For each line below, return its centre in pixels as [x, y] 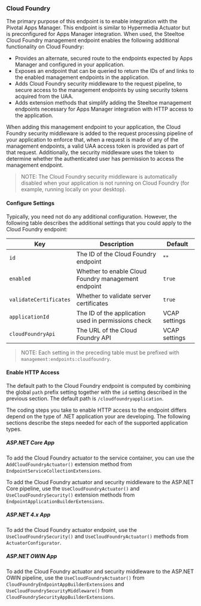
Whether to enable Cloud [112, 271]
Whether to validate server [114, 296]
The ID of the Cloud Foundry [116, 254]
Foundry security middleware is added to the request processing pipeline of [100, 133]
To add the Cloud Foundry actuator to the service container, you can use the [100, 458]
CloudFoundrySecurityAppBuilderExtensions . [61, 596]
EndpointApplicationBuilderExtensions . [55, 501]
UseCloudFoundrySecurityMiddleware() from [60, 590]
